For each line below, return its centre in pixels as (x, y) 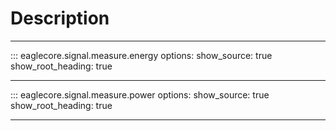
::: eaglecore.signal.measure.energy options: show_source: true (141, 55)
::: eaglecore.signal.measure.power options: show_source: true (140, 94)
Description (60, 18)
